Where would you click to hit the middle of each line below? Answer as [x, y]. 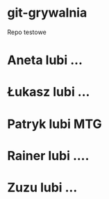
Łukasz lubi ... [49, 92]
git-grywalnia [47, 13]
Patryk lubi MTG [54, 124]
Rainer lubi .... [48, 156]
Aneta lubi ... [45, 60]
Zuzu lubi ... [42, 188]
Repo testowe [27, 32]
